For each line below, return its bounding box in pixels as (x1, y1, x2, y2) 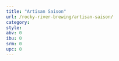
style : (6, 24, 22, 31)
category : (6, 19, 30, 25)
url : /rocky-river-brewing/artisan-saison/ (6, 14, 114, 20)
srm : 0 (6, 41, 22, 47)
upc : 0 (6, 46, 22, 52)
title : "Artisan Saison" (6, 8, 66, 15)
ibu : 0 (6, 35, 22, 41)
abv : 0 (6, 30, 22, 36)
